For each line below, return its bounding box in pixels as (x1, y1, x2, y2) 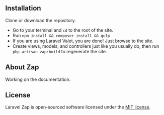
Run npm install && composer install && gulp (12, 32, 110, 38)
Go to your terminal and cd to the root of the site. (12, 27, 113, 33)
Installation (5, 4, 41, 13)
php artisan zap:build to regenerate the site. (12, 48, 107, 54)
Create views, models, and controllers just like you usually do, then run (12, 43, 159, 49)
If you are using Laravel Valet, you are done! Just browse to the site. (12, 38, 154, 44)
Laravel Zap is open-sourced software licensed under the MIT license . (5, 104, 151, 110)
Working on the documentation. (5, 76, 71, 82)
